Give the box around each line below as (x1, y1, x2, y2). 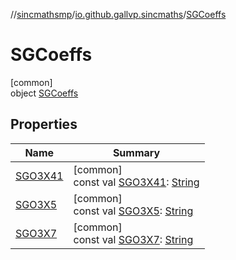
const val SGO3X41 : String (73, 175, 200, 189)
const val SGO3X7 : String (73, 232, 194, 246)
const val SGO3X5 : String (73, 204, 194, 218)
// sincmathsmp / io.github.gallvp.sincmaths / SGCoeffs (10, 9, 227, 20)
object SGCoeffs (10, 87, 79, 99)
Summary (112, 145, 161, 159)
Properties (10, 116, 78, 133)
